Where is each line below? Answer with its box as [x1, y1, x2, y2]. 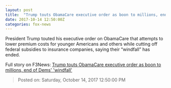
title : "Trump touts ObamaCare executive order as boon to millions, [5, 12, 158, 17]
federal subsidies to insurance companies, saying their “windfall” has [5, 46, 150, 52]
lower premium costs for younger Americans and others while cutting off [5, 41, 158, 47]
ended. [5, 52, 20, 58]
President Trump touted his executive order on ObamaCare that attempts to [5, 36, 163, 42]
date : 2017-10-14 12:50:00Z [5, 17, 65, 22]
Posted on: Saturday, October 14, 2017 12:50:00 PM [17, 77, 126, 83]
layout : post [5, 7, 33, 13]
